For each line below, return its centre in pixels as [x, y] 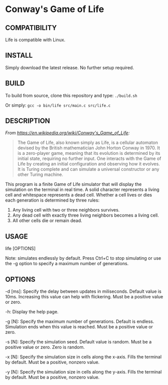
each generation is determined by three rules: [52, 200]
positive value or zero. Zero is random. [45, 347]
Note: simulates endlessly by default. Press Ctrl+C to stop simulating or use [83, 258]
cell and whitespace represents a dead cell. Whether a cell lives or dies [78, 195]
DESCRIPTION [28, 121]
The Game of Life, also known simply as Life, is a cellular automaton [88, 143]
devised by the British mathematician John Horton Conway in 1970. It [89, 148]
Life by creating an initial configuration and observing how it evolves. [89, 164]
